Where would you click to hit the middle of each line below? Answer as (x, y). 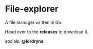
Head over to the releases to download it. (47, 32)
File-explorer (32, 9)
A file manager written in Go (33, 22)
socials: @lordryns (24, 41)
